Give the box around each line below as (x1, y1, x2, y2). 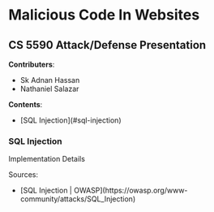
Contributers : (8, 59, 55, 69)
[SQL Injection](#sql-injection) (19, 115, 122, 125)
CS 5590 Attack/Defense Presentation (8, 38, 207, 52)
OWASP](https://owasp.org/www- (74, 185, 188, 196)
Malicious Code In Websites (8, 6, 200, 24)
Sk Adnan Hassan (19, 76, 80, 84)
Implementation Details (8, 154, 85, 164)
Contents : (8, 100, 43, 109)
